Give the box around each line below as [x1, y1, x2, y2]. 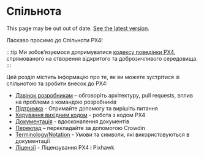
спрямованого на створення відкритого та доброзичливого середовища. [6, 55, 198, 62]
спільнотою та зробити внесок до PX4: [6, 80, 108, 87]
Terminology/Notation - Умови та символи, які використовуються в [15, 131, 190, 138]
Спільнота [6, 4, 62, 18]
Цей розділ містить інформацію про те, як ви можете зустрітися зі [6, 73, 179, 80]
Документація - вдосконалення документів [15, 118, 130, 125]
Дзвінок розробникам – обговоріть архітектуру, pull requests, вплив [15, 91, 193, 99]
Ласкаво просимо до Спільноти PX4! [6, 36, 103, 44]
